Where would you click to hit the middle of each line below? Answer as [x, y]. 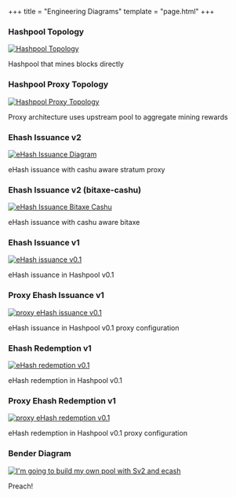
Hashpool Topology [46, 31]
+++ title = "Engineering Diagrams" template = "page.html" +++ [111, 11]
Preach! [21, 486]
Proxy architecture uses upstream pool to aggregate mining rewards [118, 116]
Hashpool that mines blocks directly [66, 64]
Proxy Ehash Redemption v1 [62, 401]
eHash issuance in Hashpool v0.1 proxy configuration [94, 328]
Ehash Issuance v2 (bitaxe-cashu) [75, 190]
